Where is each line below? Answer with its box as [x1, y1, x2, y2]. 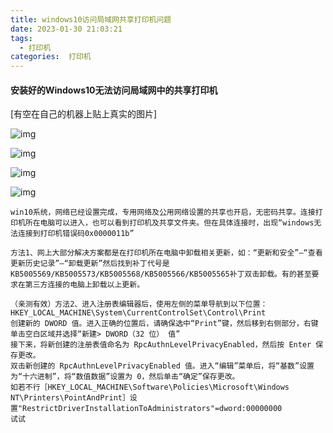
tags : [10, 33, 33, 43]
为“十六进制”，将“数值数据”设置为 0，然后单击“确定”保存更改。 [10, 372, 240, 382]
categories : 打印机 [10, 52, 92, 62]
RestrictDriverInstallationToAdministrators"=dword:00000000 [22, 404, 283, 414]
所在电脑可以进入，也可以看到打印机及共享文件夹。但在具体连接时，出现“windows [24, 218, 315, 228]
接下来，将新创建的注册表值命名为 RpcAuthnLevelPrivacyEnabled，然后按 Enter [10, 340, 312, 350]
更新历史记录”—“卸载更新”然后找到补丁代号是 [10, 259, 170, 269]
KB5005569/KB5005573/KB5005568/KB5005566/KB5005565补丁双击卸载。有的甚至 [10, 269, 312, 280]
